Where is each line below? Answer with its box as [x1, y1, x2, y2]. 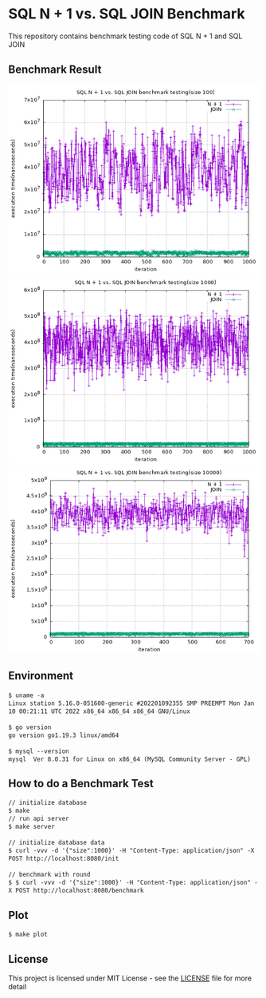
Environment [8, 669, 74, 683]
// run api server [8, 815, 69, 823]
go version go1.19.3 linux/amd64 [8, 731, 119, 739]
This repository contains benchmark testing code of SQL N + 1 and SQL [8, 31, 243, 41]
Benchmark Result [8, 63, 102, 77]
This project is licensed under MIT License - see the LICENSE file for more [8, 973, 252, 983]
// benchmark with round [8, 871, 91, 879]
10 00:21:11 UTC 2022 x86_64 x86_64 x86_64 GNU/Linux [8, 707, 191, 715]
